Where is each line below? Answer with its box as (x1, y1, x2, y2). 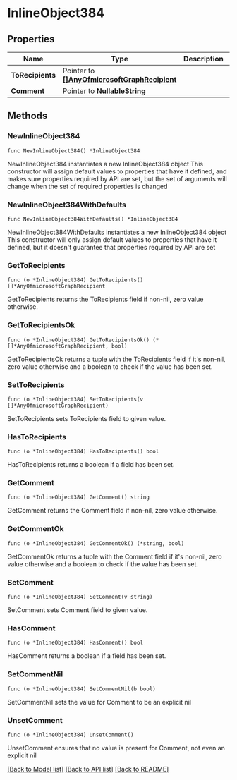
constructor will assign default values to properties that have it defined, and (7, 167, 227, 176)
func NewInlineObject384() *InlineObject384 (7, 147, 140, 154)
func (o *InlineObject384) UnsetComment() (7, 731, 134, 738)
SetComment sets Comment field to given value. (7, 606, 148, 614)
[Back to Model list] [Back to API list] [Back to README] (7, 764, 169, 773)
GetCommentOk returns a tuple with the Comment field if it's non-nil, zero (7, 552, 222, 561)
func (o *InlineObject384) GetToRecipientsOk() (7, 336, 150, 343)
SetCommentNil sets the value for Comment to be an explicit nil (7, 697, 192, 706)
